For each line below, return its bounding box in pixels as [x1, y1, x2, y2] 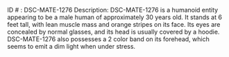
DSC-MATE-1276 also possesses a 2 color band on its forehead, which [7, 35, 210, 43]
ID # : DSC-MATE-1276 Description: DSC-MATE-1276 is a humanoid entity [7, 6, 219, 14]
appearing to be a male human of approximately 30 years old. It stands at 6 [7, 13, 222, 21]
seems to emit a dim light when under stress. [7, 43, 136, 50]
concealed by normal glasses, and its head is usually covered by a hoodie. [7, 27, 220, 36]
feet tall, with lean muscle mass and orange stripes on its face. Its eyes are [7, 21, 221, 28]
